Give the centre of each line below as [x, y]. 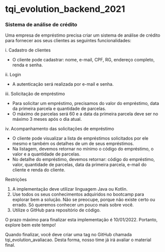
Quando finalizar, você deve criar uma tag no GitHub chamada [68, 235]
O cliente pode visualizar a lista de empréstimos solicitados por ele [80, 138]
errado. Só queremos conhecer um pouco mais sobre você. [73, 205]
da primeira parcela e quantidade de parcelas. [59, 109]
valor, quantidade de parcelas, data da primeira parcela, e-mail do [79, 165]
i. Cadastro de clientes [28, 50]
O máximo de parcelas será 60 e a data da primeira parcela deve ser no [85, 114]
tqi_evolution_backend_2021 [65, 9]
